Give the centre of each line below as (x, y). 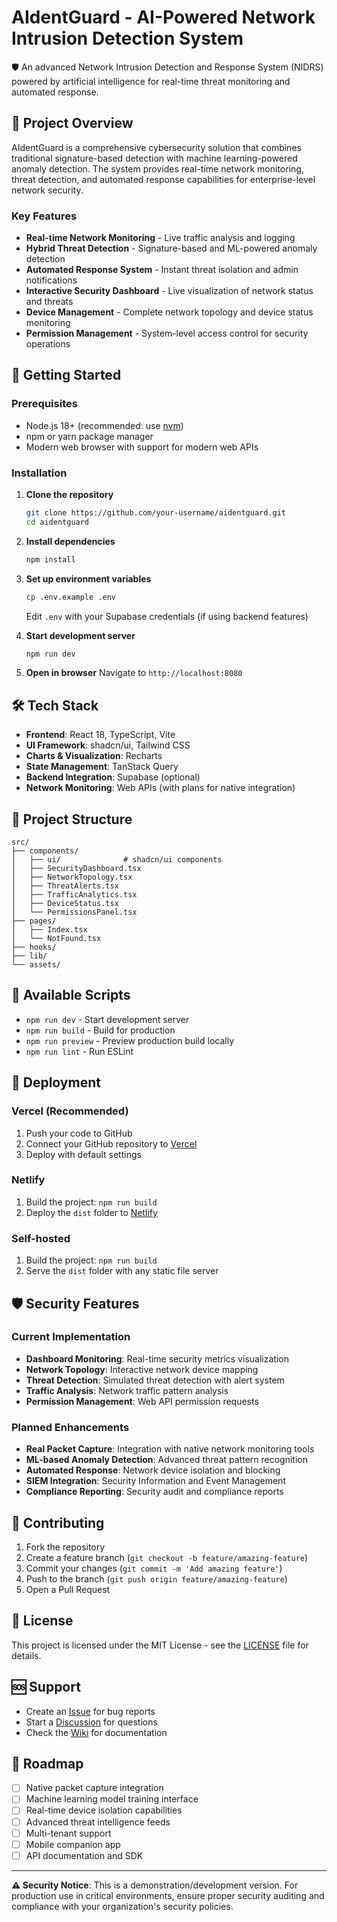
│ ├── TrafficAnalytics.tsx (74, 895)
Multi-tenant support (68, 1833)
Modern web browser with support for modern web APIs (142, 447)
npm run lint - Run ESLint (79, 1051)
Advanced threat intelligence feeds (98, 1822)
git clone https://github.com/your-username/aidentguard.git (156, 513)
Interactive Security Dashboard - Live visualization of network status (169, 291)
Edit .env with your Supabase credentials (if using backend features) (167, 616)
